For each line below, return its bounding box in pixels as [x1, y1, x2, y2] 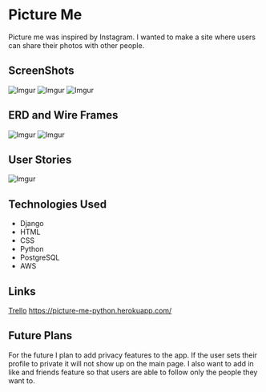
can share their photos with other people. [8, 40, 145, 50]
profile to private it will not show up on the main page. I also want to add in [8, 358, 254, 368]
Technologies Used [8, 197, 107, 211]
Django [19, 219, 44, 228]
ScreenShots [8, 64, 75, 78]
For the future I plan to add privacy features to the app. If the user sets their [8, 350, 258, 360]
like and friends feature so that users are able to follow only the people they [8, 367, 258, 377]
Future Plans [8, 329, 73, 342]
